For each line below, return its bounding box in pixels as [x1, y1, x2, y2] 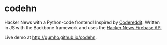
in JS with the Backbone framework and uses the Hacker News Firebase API [4, 24, 162, 30]
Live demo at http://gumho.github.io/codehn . [4, 34, 97, 40]
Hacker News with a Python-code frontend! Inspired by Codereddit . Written [4, 19, 160, 25]
